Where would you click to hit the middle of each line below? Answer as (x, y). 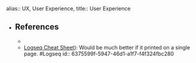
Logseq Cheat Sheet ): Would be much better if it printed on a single (107, 47)
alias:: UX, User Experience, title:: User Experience (68, 9)
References (37, 27)
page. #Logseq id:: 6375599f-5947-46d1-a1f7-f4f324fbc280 (99, 54)
